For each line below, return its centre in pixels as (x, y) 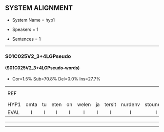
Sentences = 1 (26, 39)
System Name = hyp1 (33, 20)
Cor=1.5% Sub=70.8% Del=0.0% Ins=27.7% (56, 79)
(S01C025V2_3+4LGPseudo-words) (42, 68)
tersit (110, 104)
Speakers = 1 (25, 29)
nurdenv (130, 104)
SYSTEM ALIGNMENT (39, 8)
